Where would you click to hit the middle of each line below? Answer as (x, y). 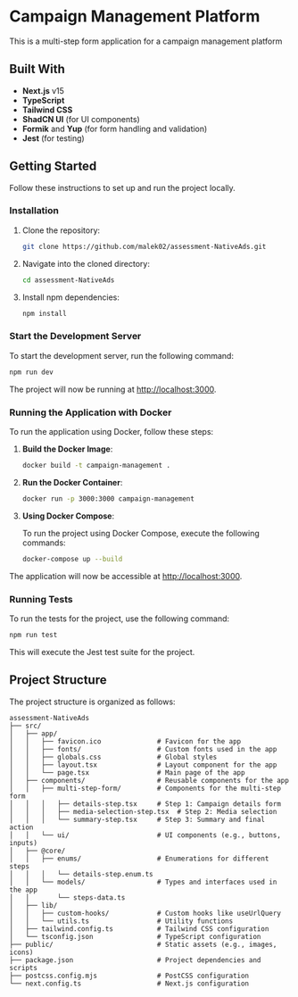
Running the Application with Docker (91, 412)
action (21, 827)
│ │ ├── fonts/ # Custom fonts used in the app (143, 749)
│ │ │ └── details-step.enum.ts (81, 874)
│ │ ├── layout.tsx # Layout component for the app (143, 765)
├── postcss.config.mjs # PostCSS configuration (129, 976)
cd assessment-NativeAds (68, 280)
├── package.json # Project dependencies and (135, 960)
